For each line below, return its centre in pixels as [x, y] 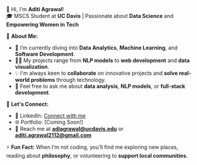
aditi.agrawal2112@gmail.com [53, 135]
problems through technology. [68, 80]
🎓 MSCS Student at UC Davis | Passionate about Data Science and [90, 16]
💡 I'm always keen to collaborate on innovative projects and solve [96, 73]
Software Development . [45, 54]
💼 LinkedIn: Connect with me [50, 116]
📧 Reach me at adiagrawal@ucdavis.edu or [69, 129]
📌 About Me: [22, 36]
